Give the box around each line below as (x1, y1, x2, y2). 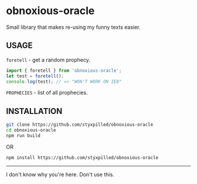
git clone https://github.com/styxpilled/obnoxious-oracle (6, 122, 154, 128)
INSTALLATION (6, 106, 63, 116)
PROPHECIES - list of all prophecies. (6, 89, 88, 96)
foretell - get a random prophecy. (6, 56, 91, 63)
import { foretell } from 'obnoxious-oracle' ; (6, 68, 122, 73)
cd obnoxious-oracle (6, 128, 57, 133)
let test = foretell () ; (6, 73, 64, 79)
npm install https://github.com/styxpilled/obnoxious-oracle (6, 155, 159, 160)
